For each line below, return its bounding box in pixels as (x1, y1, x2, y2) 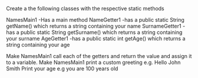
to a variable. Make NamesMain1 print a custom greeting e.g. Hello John (6, 59, 181, 66)
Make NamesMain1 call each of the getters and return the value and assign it (6, 53, 192, 59)
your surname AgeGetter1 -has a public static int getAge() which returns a (6, 35, 186, 42)
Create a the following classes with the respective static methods (6, 5, 165, 12)
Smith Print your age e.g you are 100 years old (6, 65, 118, 72)
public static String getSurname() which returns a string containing (20, 29, 183, 36)
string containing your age (6, 41, 70, 48)
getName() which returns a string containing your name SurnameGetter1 (6, 23, 181, 29)
